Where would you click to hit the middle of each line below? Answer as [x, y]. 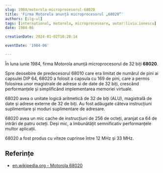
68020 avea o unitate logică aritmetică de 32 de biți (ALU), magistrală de [79, 98]
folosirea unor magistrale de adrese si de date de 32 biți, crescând [72, 83]
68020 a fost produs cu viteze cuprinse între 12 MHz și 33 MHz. [70, 138]
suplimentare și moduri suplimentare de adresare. [55, 109]
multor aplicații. [21, 128]
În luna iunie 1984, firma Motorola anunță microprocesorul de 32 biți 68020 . [82, 64]
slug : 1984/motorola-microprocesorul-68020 [50, 10]
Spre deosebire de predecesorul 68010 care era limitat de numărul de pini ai [82, 73]
